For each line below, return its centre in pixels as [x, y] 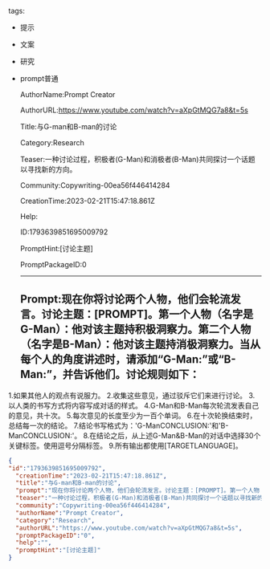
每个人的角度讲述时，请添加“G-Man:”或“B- [128, 360]
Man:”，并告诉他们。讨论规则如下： [110, 374]
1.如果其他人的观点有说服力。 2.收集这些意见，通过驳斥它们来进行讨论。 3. [132, 395]
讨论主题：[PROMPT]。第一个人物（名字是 [147, 314]
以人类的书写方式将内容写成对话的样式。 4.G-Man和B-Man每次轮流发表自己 [134, 405]
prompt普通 [39, 78]
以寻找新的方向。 [48, 169]
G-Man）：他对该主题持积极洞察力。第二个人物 [135, 329]
